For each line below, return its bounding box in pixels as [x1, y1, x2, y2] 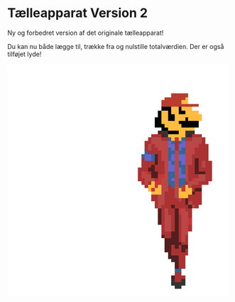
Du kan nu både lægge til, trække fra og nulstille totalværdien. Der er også [7, 42, 224, 50]
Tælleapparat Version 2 [7, 5, 148, 21]
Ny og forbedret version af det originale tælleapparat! [7, 28, 164, 37]
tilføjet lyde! [7, 50, 42, 58]
